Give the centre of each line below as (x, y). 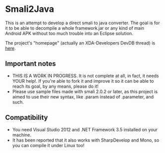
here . (10, 48)
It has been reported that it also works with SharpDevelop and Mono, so (86, 140)
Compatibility (27, 118)
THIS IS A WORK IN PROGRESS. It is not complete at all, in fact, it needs (85, 76)
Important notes (30, 64)
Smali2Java (30, 9)
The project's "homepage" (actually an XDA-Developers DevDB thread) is (80, 43)
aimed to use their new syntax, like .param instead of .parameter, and (83, 97)
